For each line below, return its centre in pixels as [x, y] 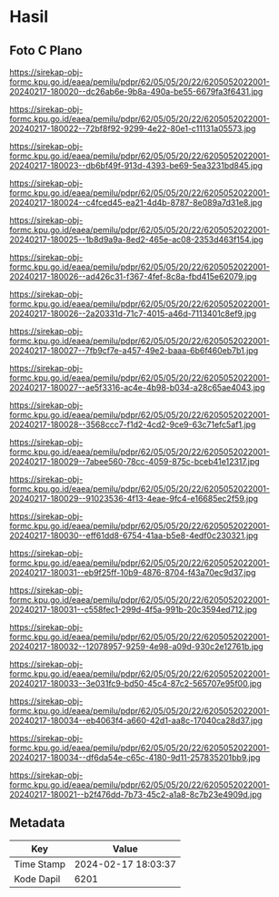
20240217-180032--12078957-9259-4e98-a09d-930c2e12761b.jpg [136, 647]
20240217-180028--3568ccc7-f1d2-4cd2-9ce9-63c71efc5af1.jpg [133, 424]
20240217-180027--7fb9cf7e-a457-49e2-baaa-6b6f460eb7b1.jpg [134, 351]
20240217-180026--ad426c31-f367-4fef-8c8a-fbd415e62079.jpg [133, 276]
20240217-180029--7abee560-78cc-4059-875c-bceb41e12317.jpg [135, 461]
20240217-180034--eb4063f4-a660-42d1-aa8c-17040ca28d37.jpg [136, 720]
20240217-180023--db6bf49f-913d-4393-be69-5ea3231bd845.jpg [136, 165]
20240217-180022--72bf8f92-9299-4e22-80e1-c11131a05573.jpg [133, 128]
